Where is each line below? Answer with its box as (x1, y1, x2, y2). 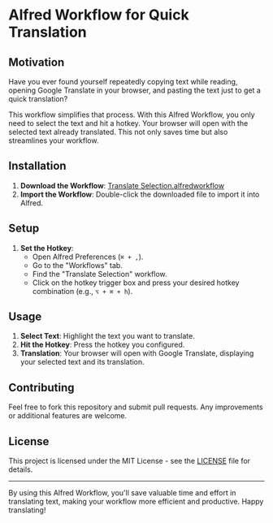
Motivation (8, 55, 65, 69)
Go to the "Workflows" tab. (32, 260, 123, 270)
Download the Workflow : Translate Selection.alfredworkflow (19, 180, 225, 190)
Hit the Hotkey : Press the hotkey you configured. (19, 339, 185, 350)
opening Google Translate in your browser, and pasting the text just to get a (8, 85, 262, 95)
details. (8, 465, 33, 474)
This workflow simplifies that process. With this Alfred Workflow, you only (8, 110, 255, 119)
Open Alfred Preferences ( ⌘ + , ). (32, 252, 144, 261)
